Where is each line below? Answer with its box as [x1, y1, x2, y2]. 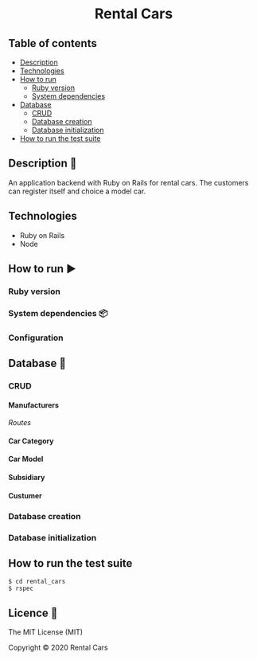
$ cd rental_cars [8, 578, 66, 586]
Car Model [8, 455, 44, 464]
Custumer [8, 490, 42, 500]
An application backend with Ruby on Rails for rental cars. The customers [8, 178, 249, 187]
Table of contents [8, 37, 97, 50]
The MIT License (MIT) [8, 627, 84, 637]
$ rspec [8, 584, 34, 593]
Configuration [8, 332, 64, 343]
